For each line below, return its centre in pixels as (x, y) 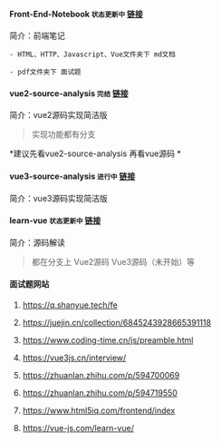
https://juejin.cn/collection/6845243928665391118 (116, 323)
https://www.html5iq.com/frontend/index (99, 411)
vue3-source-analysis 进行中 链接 (72, 176)
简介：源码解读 (37, 242)
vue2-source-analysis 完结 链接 (69, 93)
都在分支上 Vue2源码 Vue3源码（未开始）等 (113, 261)
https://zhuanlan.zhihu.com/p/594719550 (100, 393)
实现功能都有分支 (63, 134)
